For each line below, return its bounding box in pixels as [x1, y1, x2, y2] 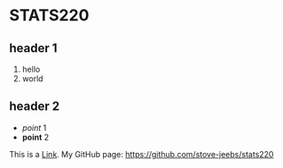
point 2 [21, 132, 50, 142]
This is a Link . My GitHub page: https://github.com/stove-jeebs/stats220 [9, 149, 274, 159]
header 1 [9, 41, 58, 56]
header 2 [9, 99, 60, 114]
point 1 [21, 122, 47, 133]
